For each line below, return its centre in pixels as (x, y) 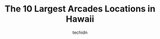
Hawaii (80, 19)
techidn (80, 32)
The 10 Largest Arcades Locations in (80, 9)
